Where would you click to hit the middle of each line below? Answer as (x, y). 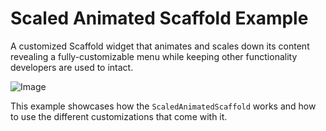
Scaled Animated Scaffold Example (159, 18)
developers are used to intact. (72, 67)
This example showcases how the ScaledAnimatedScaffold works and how (163, 106)
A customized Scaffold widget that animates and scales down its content (160, 46)
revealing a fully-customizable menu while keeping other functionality (154, 56)
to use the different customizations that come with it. (119, 116)
